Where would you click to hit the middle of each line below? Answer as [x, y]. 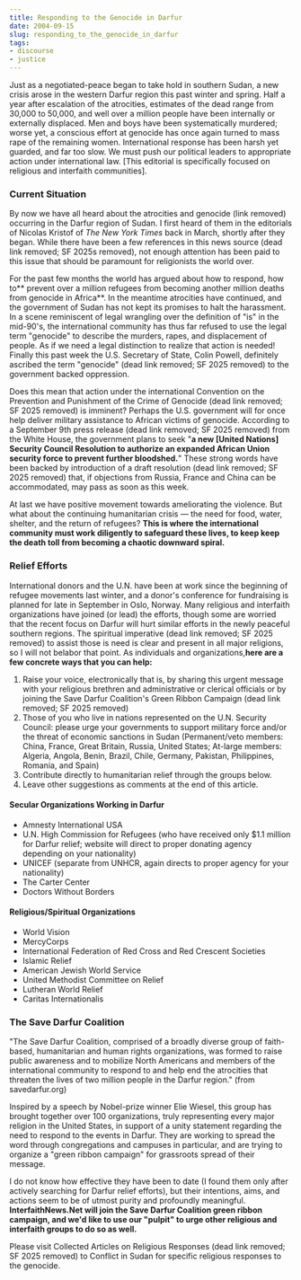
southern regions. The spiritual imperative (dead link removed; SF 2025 [142, 633]
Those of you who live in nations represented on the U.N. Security [144, 717]
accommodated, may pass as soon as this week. [99, 487]
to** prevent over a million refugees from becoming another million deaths [147, 288]
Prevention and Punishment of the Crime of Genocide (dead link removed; [146, 402]
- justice [28, 59]
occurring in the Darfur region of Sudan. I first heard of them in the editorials [150, 223]
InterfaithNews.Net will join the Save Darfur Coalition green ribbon [136, 1210]
